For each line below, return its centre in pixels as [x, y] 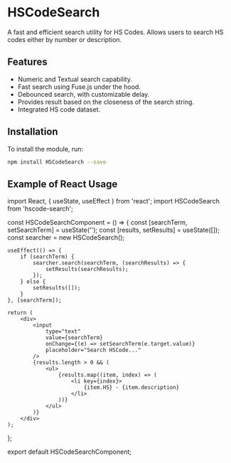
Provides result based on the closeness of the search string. [106, 102]
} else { [33, 282]
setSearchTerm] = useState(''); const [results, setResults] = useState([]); [114, 230]
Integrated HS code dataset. [59, 109]
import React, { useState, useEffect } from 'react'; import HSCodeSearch [114, 201]
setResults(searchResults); [87, 270]
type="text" [63, 331]
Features [27, 62]
